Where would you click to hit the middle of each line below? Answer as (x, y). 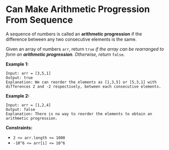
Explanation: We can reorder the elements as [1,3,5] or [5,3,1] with (81, 82)
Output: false (21, 109)
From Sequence (39, 20)
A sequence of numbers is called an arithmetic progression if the (74, 34)
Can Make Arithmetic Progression (78, 9)
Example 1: (17, 64)
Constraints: (19, 127)
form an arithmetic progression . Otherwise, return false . (65, 54)
